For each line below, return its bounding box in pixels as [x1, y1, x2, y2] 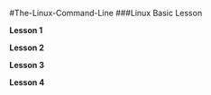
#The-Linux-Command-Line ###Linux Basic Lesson [9, 8, 203, 18]
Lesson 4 [9, 77, 45, 88]
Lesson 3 [9, 60, 45, 70]
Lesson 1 [9, 25, 43, 35]
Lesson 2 [9, 42, 45, 53]
